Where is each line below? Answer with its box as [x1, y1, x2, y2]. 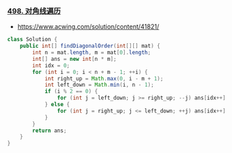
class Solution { [7, 36, 58, 43]
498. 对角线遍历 [7, 6, 61, 15]
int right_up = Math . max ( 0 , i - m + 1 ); [44, 75, 164, 82]
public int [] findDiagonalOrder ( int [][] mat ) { [20, 43, 160, 50]
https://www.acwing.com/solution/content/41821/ [17, 22, 160, 31]
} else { [44, 101, 70, 108]
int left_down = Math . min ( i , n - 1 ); [44, 82, 155, 89]
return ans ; [32, 127, 68, 134]
